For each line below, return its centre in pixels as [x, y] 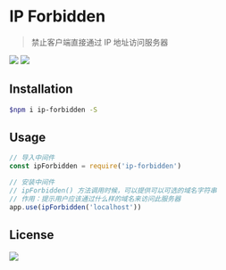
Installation [41, 90]
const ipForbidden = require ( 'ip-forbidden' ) [95, 167]
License [32, 235]
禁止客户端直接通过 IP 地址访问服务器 [100, 42]
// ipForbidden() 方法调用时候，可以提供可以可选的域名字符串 [113, 191]
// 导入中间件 [32, 158]
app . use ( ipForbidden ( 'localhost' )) [75, 207]
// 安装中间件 [32, 183]
